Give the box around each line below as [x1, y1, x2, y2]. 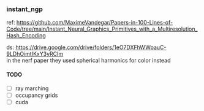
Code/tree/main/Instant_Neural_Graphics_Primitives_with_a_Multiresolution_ [6, 25, 198, 33]
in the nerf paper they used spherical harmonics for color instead [6, 57, 171, 64]
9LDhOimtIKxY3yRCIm [6, 50, 64, 58]
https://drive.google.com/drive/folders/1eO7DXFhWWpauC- [15, 44, 167, 51]
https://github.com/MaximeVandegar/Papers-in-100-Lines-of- [16, 19, 173, 26]
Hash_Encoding [6, 32, 46, 39]
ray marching [15, 85, 49, 92]
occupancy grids [15, 91, 58, 99]
